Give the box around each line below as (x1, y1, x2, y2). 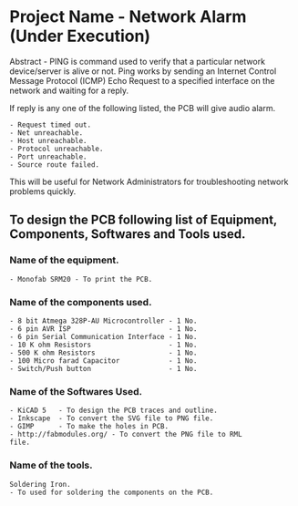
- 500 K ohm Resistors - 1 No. (9, 348, 198, 357)
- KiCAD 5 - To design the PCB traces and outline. (9, 406, 219, 416)
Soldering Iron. (9, 480, 71, 489)
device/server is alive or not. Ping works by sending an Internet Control (9, 66, 277, 77)
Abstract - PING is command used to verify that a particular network (9, 56, 266, 67)
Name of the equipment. (9, 253, 120, 266)
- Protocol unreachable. (9, 144, 104, 153)
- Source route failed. (9, 160, 100, 170)
